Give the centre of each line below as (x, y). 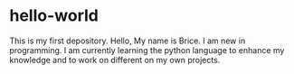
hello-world (54, 16)
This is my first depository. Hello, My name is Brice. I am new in (128, 41)
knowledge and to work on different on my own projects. (115, 60)
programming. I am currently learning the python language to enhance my (147, 50)
